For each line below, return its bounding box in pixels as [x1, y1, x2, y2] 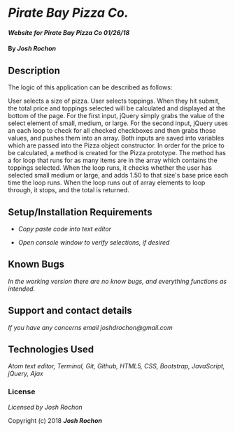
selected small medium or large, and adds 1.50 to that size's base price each [8, 171, 229, 180]
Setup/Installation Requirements [8, 206, 152, 218]
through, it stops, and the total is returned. [8, 186, 130, 194]
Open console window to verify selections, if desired [17, 238, 170, 246]
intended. [8, 285, 36, 293]
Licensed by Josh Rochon [8, 403, 83, 411]
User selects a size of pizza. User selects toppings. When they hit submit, [8, 96, 220, 106]
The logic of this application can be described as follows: [8, 83, 173, 92]
